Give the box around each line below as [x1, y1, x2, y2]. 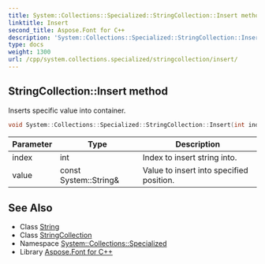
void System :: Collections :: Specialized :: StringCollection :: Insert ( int [8, 121, 245, 128]
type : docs [8, 41, 44, 49]
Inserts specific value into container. [8, 106, 126, 115]
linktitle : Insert [8, 19, 69, 27]
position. [142, 174, 175, 185]
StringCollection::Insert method [8, 84, 168, 99]
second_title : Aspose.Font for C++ [8, 26, 125, 34]
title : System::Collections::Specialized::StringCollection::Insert [8, 11, 238, 20]
